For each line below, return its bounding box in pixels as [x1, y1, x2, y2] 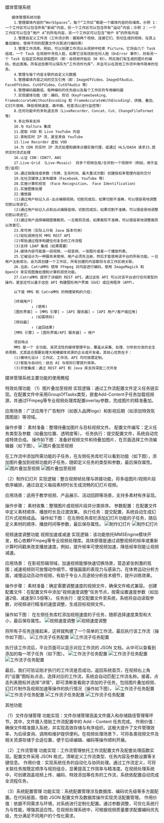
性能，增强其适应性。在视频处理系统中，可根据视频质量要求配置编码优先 [13, 807, 159, 812]
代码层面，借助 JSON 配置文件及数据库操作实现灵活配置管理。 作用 [18, 795, 153, 800]
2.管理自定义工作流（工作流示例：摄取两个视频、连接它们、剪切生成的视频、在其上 [14, 36, 156, 41]
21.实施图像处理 [14, 186, 42, 191]
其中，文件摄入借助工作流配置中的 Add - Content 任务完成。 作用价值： [13, 719, 157, 724]
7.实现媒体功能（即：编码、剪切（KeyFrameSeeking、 [14, 93, 109, 98]
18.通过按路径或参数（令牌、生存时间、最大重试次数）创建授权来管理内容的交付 [14, 171, 151, 176]
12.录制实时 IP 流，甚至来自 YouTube [14, 135, 83, 139]
